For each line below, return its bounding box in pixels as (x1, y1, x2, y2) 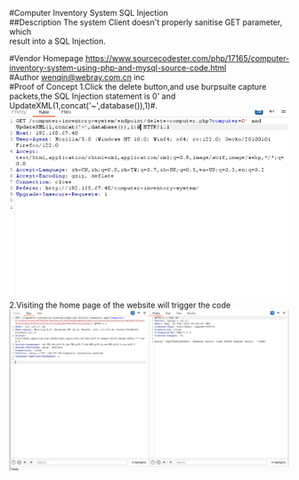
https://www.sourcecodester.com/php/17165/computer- (85, 53, 290, 63)
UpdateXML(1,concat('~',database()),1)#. (9, 100, 158, 110)
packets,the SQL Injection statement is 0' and (9, 91, 176, 101)
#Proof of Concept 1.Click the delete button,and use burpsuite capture (9, 82, 267, 92)
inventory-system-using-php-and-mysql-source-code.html (9, 62, 227, 73)
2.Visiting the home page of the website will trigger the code (9, 300, 231, 310)
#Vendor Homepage (9, 53, 84, 63)
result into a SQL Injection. (9, 36, 107, 46)
